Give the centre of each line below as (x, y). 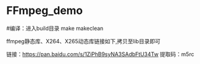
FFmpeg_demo (45, 11)
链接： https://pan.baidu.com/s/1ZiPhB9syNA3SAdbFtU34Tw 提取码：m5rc (100, 54)
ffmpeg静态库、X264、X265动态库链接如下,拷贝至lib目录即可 (83, 41)
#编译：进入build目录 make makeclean (55, 28)
